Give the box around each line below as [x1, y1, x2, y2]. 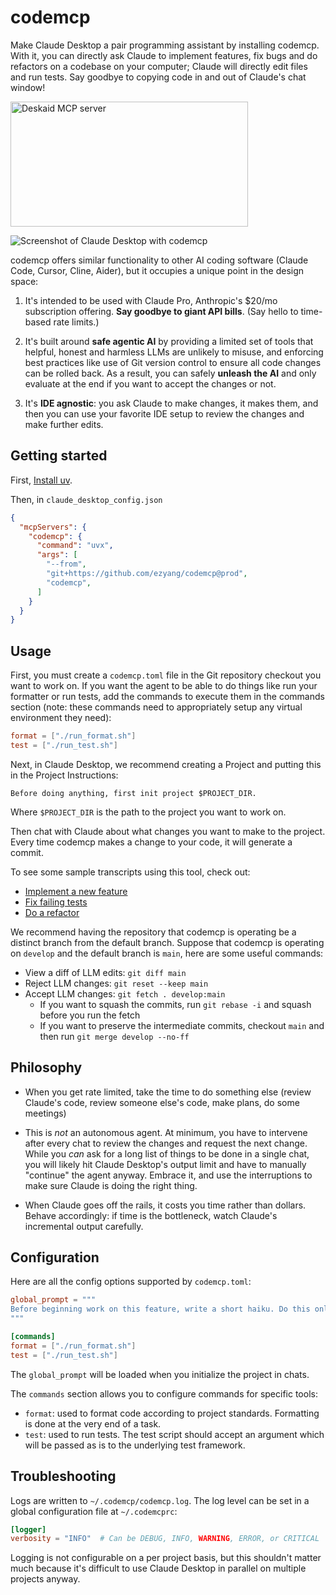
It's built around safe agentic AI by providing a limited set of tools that [24, 335, 314, 347]
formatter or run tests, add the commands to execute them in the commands [10, 691, 325, 703]
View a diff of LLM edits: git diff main [24, 966, 187, 978]
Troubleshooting [10, 1468, 117, 1485]
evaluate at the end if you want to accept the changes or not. [24, 377, 277, 390]
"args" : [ [36, 550, 78, 560]
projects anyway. [10, 1573, 81, 1585]
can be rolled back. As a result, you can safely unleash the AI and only [24, 367, 317, 379]
